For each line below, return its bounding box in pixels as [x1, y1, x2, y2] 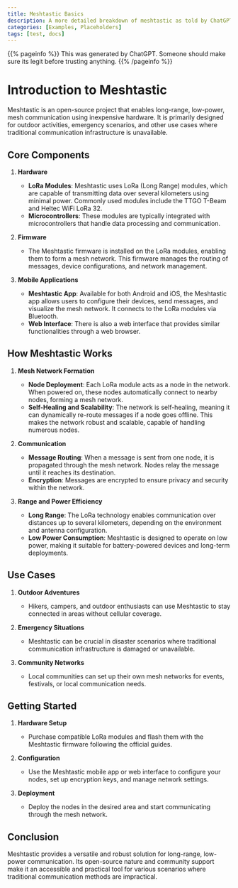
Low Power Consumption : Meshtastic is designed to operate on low [28, 534, 228, 542]
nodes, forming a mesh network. [28, 395, 124, 404]
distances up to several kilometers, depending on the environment [28, 518, 222, 526]
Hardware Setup [17, 719, 67, 727]
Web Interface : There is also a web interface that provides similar [28, 320, 220, 327]
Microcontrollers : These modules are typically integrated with [28, 212, 210, 220]
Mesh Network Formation [17, 367, 95, 375]
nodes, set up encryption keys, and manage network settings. [28, 775, 209, 784]
